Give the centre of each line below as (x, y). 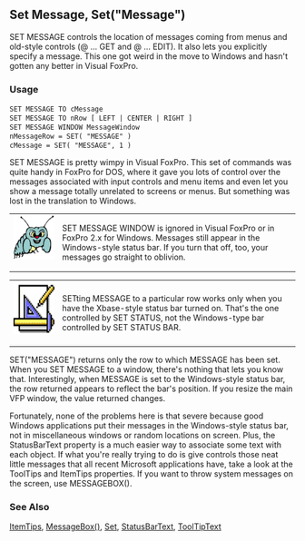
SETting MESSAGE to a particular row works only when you (172, 299)
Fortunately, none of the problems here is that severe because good (137, 416)
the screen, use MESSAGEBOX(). (71, 483)
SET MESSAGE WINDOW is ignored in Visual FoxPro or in (168, 228)
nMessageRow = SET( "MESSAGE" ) (70, 137)
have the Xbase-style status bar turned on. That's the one (171, 309)
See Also (30, 507)
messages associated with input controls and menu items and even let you (149, 182)
